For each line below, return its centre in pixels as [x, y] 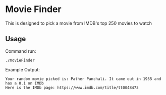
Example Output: [23, 69]
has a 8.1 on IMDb [24, 83]
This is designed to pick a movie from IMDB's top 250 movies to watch [79, 23]
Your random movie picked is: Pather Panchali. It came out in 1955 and [83, 79]
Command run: [21, 51]
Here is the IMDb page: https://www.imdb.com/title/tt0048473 [72, 87]
